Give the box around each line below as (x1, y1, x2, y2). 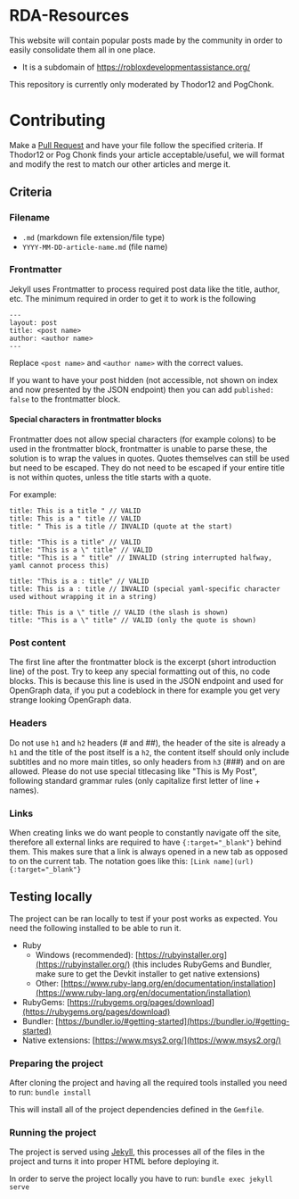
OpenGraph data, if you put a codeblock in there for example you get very (9, 685, 280, 696)
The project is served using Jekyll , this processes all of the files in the (9, 1146, 265, 1157)
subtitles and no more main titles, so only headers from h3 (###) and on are (9, 756, 286, 767)
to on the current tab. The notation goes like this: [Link (9, 855, 211, 866)
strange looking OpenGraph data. (9, 695, 132, 705)
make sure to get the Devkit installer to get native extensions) (35, 968, 261, 978)
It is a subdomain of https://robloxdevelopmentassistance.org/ (21, 62, 251, 72)
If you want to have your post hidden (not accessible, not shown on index (9, 374, 279, 385)
